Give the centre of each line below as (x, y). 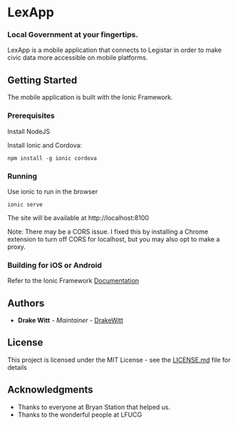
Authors (26, 303)
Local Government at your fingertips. (73, 35)
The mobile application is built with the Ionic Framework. (90, 98)
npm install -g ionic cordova (52, 158)
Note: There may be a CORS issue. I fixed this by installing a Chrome (108, 232)
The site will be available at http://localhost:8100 (78, 217)
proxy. (17, 246)
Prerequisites (31, 116)
